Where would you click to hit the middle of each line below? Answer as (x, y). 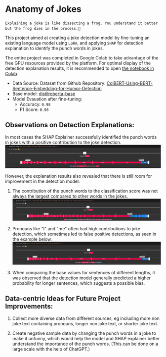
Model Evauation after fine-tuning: (47, 99)
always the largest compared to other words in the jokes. (70, 196)
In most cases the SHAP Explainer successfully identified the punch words (81, 137)
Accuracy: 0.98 (35, 104)
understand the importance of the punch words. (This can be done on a (85, 344)
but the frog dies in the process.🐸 (43, 28)
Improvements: (29, 306)
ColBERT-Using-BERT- (130, 83)
